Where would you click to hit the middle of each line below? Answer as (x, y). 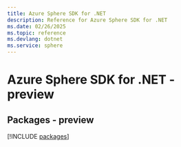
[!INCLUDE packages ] (38, 136)
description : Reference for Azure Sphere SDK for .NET (87, 20)
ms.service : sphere (35, 46)
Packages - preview (51, 120)
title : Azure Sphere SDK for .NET (57, 13)
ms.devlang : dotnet (35, 39)
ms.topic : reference (37, 33)
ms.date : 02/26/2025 (37, 26)
